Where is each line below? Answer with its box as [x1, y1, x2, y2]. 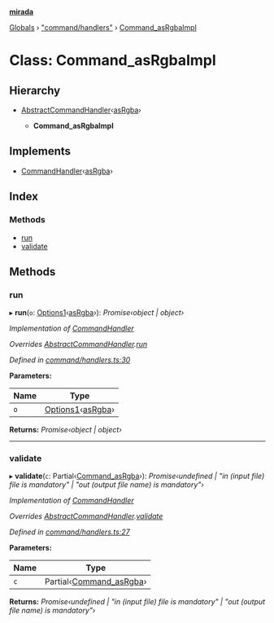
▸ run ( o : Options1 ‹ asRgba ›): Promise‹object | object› [9, 308, 185, 318]
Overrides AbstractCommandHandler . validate [9, 511, 163, 521]
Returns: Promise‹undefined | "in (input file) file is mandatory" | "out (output [9, 597, 266, 607]
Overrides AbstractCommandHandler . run [9, 340, 148, 349]
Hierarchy [9, 83, 61, 97]
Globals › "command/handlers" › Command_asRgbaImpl [9, 23, 198, 32]
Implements [9, 144, 72, 158]
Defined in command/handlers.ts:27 [9, 527, 130, 537]
